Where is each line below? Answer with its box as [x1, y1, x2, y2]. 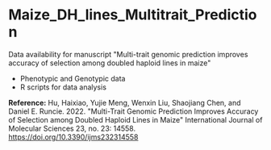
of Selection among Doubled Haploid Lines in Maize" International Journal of [8, 115, 263, 124]
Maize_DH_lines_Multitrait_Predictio [8, 6, 257, 24]
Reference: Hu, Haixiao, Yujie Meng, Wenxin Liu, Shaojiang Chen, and [8, 98, 241, 107]
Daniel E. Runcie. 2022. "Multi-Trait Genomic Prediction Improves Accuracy [8, 106, 259, 116]
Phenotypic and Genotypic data [19, 73, 126, 83]
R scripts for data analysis [19, 82, 107, 92]
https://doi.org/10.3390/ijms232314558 [8, 131, 139, 142]
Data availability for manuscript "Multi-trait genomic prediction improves [8, 49, 248, 59]
